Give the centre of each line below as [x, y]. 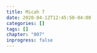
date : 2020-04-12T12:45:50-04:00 [49, 18]
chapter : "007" [26, 35]
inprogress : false [30, 40]
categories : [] [26, 23]
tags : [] [17, 29]
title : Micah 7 [26, 12]
